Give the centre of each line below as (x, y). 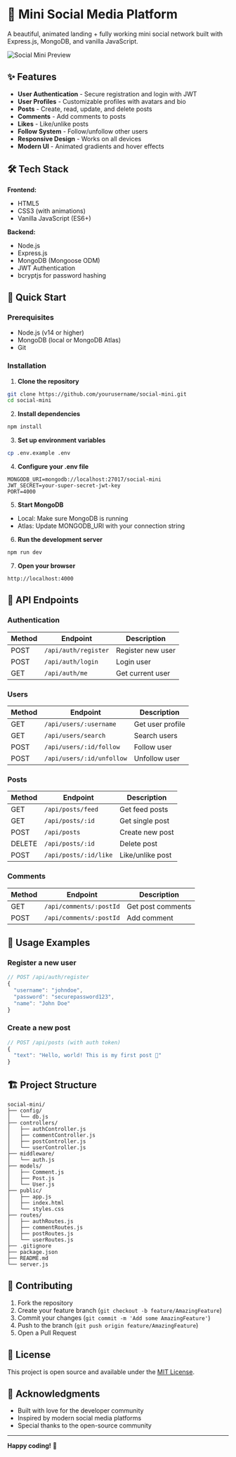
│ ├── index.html (36, 1203)
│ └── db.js (28, 1117)
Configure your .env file (53, 467)
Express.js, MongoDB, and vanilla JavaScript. (73, 41)
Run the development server (60, 540)
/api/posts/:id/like (79, 855)
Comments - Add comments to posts (72, 116)
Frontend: (22, 190)
